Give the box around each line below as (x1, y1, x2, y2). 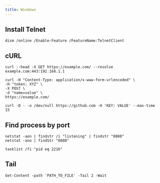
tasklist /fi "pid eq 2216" (5, 147, 63, 152)
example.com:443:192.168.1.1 (5, 69, 65, 74)
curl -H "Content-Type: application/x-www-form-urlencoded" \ (5, 78, 135, 82)
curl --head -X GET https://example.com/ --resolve (5, 65, 113, 70)
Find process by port (5, 121, 70, 129)
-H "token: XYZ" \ (5, 82, 43, 87)
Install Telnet (5, 26, 46, 34)
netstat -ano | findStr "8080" (5, 138, 69, 143)
